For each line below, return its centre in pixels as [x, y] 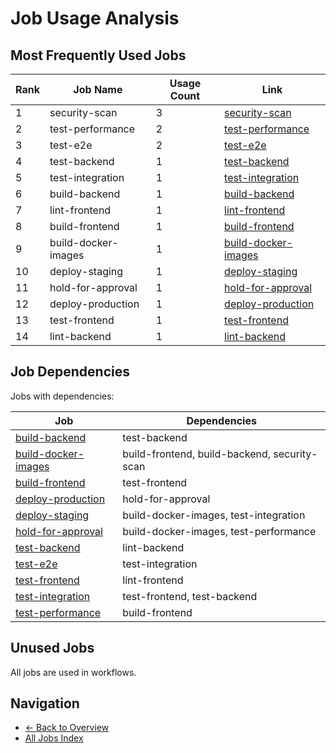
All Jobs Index [54, 738]
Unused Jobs [52, 648]
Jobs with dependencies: [62, 396]
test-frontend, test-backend [190, 596]
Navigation [45, 703]
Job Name [98, 89]
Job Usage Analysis [95, 18]
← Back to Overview [67, 728]
